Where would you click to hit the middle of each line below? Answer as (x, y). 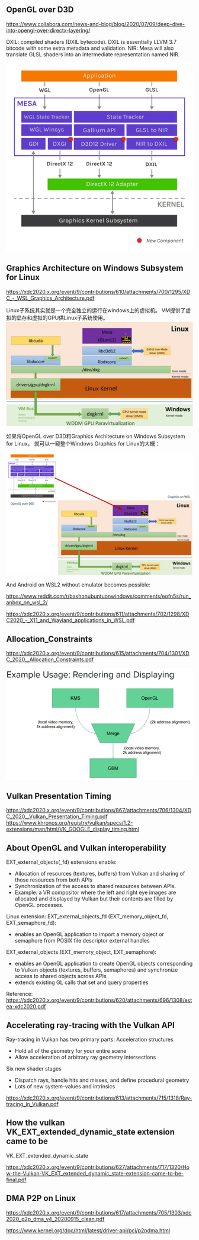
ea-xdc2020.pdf (26, 1007)
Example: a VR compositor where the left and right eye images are (95, 893)
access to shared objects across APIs (60, 976)
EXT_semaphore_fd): (31, 923)
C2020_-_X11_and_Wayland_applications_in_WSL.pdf (70, 620)
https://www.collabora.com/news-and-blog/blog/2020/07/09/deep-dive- (96, 24)
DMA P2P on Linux (41, 1198)
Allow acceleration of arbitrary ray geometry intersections (85, 1058)
